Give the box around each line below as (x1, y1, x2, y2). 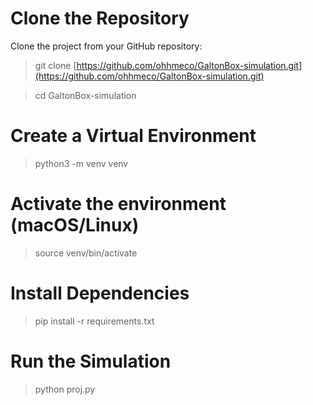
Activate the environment (10, 193, 227, 216)
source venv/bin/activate (34, 247, 138, 259)
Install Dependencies (10, 282, 190, 304)
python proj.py (34, 383, 96, 395)
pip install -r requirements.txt (34, 315, 155, 327)
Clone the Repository (10, 7, 190, 30)
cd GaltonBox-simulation (34, 89, 137, 101)
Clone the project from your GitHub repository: (10, 40, 203, 52)
